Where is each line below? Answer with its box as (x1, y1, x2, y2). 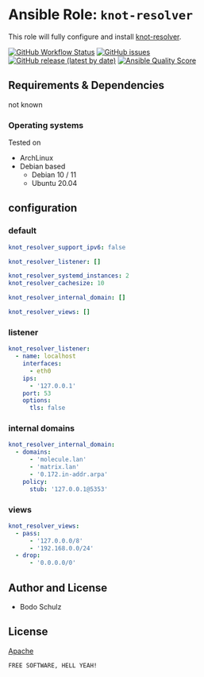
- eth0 (29, 367, 52, 375)
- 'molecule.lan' (29, 455, 87, 464)
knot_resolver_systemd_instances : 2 (8, 272, 129, 280)
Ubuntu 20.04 (31, 179, 78, 188)
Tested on (8, 137, 41, 148)
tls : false (29, 404, 66, 412)
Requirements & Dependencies (8, 79, 165, 92)
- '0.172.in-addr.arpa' (29, 470, 109, 478)
